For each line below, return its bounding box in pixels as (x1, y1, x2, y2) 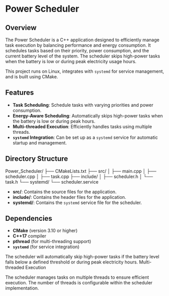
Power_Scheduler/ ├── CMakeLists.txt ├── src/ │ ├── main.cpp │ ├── (5, 168, 156, 174)
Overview (5, 23, 37, 32)
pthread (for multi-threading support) (12, 239, 91, 245)
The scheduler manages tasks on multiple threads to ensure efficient (5, 274, 149, 280)
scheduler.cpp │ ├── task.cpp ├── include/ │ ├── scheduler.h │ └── (5, 173, 153, 180)
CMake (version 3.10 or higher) (12, 227, 78, 234)
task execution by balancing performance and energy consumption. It (5, 42, 151, 48)
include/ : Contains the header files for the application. (12, 194, 126, 200)
